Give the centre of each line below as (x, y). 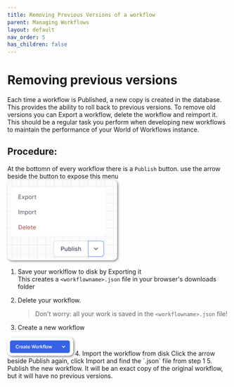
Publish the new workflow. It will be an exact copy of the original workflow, (115, 368)
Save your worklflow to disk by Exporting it (79, 272)
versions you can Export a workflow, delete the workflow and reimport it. (112, 115)
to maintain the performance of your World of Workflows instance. (103, 129)
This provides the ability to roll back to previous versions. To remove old (111, 107)
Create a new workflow (51, 327)
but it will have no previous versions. (60, 376)
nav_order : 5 (26, 37)
